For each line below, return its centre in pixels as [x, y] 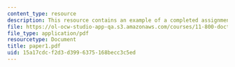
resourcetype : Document [42, 40]
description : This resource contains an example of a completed [103, 20]
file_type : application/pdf [48, 33]
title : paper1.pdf [34, 46]
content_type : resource [42, 14]
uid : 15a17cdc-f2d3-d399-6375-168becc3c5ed [72, 53]
